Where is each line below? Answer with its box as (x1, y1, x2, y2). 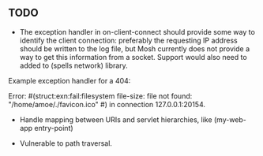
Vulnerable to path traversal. (19, 138, 113, 148)
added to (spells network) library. (19, 61, 128, 70)
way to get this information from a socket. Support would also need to (19, 52, 247, 61)
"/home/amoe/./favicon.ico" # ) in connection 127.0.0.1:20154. (8, 99, 206, 109)
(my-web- (213, 114, 247, 124)
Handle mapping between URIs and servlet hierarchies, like (19, 114, 212, 124)
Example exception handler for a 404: (8, 76, 131, 85)
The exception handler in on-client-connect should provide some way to (19, 27, 255, 36)
